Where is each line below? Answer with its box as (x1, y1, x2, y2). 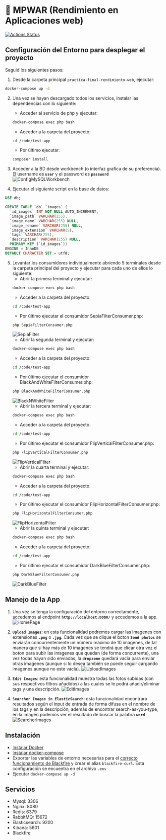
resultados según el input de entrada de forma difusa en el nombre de (12, 701, 156, 707)
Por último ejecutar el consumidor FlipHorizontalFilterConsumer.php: (19, 502, 160, 507)
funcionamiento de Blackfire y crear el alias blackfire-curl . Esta (12, 760, 145, 766)
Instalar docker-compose (12, 750, 64, 756)
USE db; (5, 196, 21, 201)
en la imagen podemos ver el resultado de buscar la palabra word (12, 711, 145, 717)
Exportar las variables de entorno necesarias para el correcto (12, 755, 138, 761)
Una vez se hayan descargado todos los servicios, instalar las (12, 95, 139, 101)
